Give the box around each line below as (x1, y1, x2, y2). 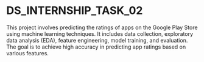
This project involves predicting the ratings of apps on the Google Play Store (6, 24, 198, 31)
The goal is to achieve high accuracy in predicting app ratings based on (6, 43, 186, 50)
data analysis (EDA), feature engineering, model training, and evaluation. (6, 36, 188, 44)
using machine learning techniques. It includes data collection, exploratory (6, 30, 194, 37)
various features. (6, 49, 49, 57)
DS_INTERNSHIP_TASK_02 (6, 4, 143, 18)
